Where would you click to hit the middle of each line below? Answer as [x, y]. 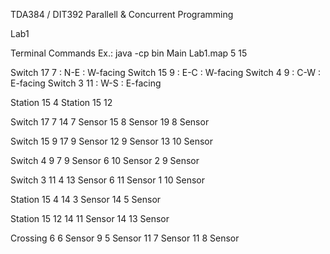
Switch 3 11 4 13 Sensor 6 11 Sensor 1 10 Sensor [107, 180]
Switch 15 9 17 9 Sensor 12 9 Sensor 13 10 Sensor [112, 141]
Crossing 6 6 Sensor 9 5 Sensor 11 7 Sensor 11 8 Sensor [125, 238]
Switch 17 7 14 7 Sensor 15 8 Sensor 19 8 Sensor [110, 122]
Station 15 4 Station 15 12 [61, 102]
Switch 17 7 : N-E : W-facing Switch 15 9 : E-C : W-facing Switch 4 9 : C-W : [166, 72]
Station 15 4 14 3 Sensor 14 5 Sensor [86, 199]
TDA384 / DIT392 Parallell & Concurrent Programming [122, 14]
